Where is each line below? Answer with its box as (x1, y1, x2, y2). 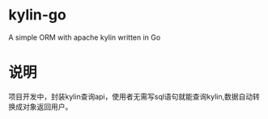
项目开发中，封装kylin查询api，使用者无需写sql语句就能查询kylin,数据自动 (8, 91, 253, 101)
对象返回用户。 (22, 101, 73, 111)
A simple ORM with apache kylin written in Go (8, 32, 161, 42)
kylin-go (8, 6, 66, 24)
